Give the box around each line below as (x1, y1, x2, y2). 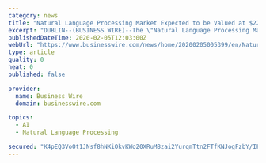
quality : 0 (8, 56, 44, 64)
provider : (8, 85, 41, 93)
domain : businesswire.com (15, 100, 101, 108)
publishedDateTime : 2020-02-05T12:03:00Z (8, 33, 147, 42)
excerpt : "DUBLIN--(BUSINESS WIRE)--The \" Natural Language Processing (8, 26, 249, 34)
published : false (8, 70, 66, 78)
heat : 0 (8, 63, 34, 71)
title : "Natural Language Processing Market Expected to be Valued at (8, 19, 246, 27)
